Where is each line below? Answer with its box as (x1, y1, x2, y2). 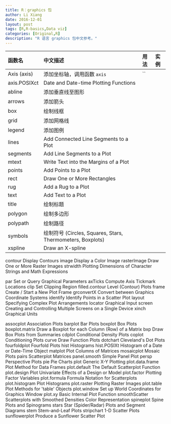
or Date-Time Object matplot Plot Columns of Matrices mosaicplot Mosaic (5, 347, 160, 354)
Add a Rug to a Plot (43, 183, 90, 190)
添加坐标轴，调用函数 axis (43, 70, 107, 78)
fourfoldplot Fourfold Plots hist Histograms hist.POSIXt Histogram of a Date (5, 342, 163, 348)
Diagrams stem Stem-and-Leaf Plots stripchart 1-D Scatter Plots (5, 407, 140, 413)
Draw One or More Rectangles (43, 174, 116, 182)
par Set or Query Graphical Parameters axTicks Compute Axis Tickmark (5, 278, 156, 284)
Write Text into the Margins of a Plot (43, 158, 129, 165)
